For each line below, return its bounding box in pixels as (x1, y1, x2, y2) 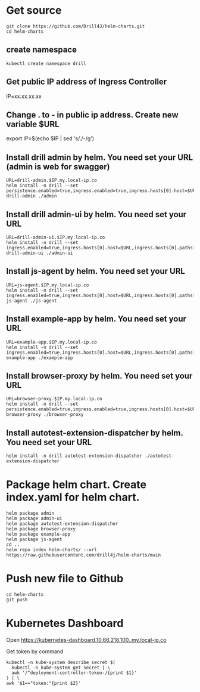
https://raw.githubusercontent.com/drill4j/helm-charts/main (6, 552, 161, 558)
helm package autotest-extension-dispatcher (6, 521, 118, 527)
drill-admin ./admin (6, 193, 58, 199)
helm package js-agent (6, 536, 62, 543)
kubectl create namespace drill (6, 60, 86, 66)
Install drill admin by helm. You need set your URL (6, 152, 193, 162)
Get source (6, 4, 62, 17)
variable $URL (6, 119, 60, 129)
